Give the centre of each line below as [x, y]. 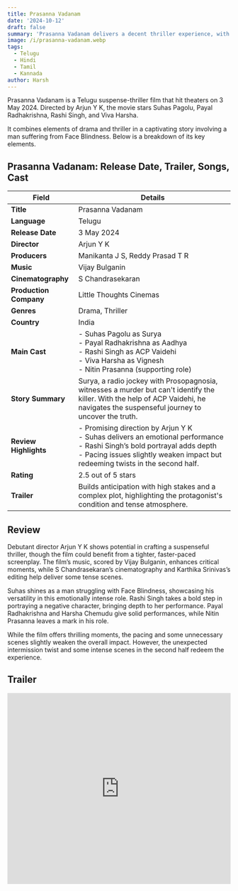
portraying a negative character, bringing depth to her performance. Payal [115, 606]
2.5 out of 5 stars [107, 475]
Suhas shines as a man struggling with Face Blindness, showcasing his [111, 591]
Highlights [29, 450]
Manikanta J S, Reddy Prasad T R [134, 256]
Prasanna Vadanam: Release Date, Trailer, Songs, [119, 167]
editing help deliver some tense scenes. [66, 577]
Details [153, 198]
